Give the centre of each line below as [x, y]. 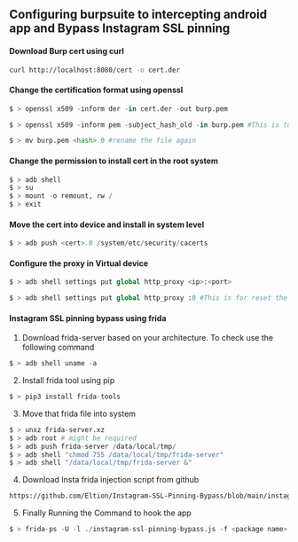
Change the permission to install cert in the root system [114, 161]
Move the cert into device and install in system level [107, 224]
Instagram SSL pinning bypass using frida [88, 318]
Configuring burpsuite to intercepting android [138, 15]
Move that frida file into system [78, 413]
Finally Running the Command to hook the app [107, 513]
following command [58, 347]
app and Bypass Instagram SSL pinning [120, 29]
